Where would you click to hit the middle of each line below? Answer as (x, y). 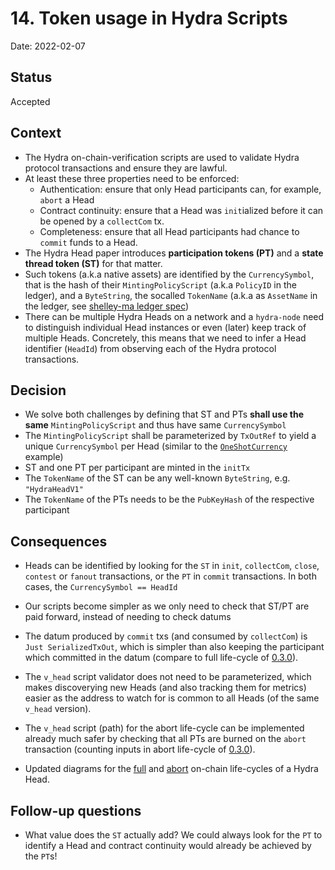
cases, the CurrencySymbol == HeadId (101, 587)
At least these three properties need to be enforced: (132, 178)
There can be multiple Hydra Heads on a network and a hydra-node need (174, 316)
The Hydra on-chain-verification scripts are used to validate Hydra (162, 157)
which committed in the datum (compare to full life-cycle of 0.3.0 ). (161, 658)
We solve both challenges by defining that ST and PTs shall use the (164, 414)
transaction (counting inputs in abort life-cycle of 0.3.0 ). (140, 749)
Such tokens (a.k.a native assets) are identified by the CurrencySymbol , (169, 274)
